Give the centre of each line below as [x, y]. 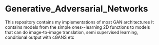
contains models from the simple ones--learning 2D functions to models [78, 27]
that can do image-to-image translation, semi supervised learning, [71, 32]
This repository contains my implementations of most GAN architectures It [79, 22]
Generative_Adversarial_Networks [77, 9]
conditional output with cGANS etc [40, 37]
